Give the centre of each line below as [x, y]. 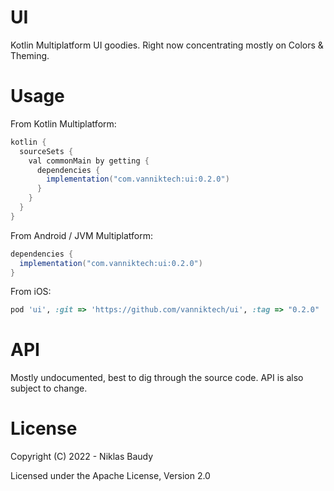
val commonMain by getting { [89, 161]
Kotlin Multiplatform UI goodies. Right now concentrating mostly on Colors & [167, 45]
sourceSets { [46, 151]
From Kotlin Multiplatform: [63, 123]
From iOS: [31, 292]
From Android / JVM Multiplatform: [82, 235]
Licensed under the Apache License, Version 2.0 [110, 476]
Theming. [30, 55]
